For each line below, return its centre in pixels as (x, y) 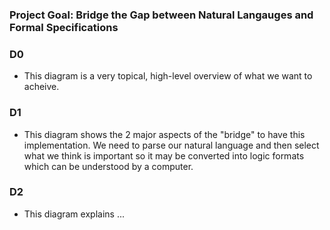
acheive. (41, 87)
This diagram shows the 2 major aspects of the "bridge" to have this (164, 134)
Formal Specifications (64, 27)
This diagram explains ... (74, 214)
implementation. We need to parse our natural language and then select (171, 145)
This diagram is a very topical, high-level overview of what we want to (168, 76)
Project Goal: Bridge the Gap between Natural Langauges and (161, 15)
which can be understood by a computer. (108, 166)
